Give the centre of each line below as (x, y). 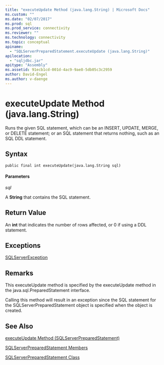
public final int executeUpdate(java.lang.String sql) (63, 165)
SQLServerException (27, 257)
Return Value (26, 213)
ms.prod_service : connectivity (38, 28)
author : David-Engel (27, 74)
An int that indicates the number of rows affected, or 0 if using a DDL (76, 224)
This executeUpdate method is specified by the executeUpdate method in (81, 285)
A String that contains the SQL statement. (48, 197)
